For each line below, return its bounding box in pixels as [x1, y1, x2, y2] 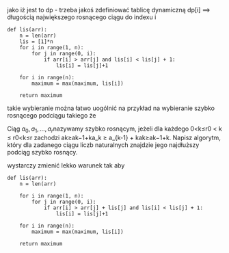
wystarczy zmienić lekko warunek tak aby [7, 161, 125, 170]
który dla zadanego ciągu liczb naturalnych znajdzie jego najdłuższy [7, 140, 200, 149]
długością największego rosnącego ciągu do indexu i [7, 13, 157, 21]
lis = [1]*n [19, 38, 53, 45]
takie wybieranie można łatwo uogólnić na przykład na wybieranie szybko [7, 104, 215, 112]
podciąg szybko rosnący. [7, 148, 78, 156]
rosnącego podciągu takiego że [7, 111, 96, 119]
